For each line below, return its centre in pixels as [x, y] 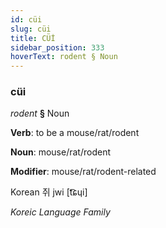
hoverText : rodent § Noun [64, 57]
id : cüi [26, 19]
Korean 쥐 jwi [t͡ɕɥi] [49, 192]
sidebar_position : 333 [57, 47]
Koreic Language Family [60, 212]
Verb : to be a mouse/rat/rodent [75, 133]
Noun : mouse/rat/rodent [60, 152]
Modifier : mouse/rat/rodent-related [83, 172]
